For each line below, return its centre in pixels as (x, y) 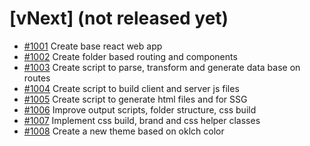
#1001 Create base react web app (93, 46)
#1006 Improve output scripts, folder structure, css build (140, 109)
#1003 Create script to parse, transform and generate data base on (162, 67)
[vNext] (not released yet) (119, 18)
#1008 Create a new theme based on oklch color (124, 131)
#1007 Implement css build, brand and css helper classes (142, 120)
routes (37, 78)
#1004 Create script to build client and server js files (131, 88)
